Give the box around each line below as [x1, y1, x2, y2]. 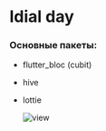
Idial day [9, 6, 74, 27]
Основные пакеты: [9, 39, 98, 52]
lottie [22, 95, 43, 106]
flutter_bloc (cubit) [22, 59, 92, 70]
